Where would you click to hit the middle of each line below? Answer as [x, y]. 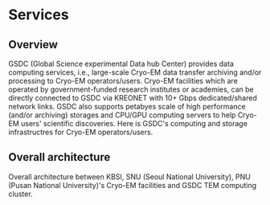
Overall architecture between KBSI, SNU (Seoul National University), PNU [129, 176]
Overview [33, 45]
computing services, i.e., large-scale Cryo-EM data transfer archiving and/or [135, 72]
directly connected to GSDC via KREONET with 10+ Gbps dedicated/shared [133, 98]
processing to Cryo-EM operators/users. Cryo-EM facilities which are [123, 81]
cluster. [21, 194]
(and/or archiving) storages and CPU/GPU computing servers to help [122, 115]
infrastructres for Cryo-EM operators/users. [81, 132]
